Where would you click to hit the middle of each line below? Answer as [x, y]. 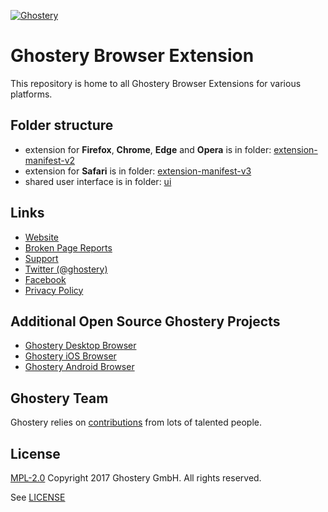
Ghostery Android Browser [79, 367]
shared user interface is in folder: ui [98, 181]
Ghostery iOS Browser [70, 356]
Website [42, 237]
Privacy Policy [54, 290]
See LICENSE [38, 497]
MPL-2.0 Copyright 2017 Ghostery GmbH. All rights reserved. [136, 478]
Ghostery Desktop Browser [80, 346]
